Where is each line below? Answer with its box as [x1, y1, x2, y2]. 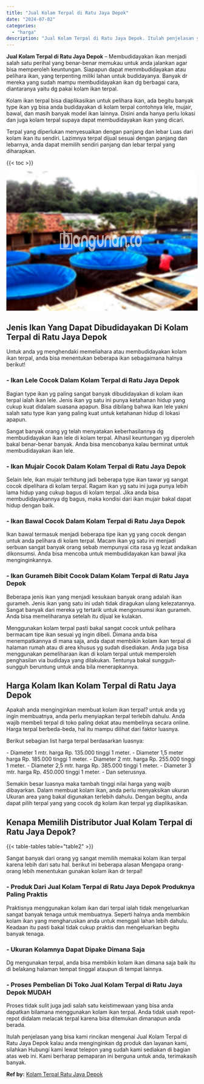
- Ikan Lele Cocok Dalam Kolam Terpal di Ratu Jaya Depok [6, 376, 180, 385]
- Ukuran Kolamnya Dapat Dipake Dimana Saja [6, 945, 145, 953]
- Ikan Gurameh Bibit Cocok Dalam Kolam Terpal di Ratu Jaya [6, 572, 189, 580]
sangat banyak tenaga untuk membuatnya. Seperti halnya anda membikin [6, 910, 190, 918]
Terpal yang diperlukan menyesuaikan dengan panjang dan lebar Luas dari [6, 128, 193, 135]
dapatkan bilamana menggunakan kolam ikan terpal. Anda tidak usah [6, 1009, 179, 1016]
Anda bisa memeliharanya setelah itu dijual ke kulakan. [6, 612, 143, 620]
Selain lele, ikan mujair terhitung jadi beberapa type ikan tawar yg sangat [6, 476, 188, 483]
